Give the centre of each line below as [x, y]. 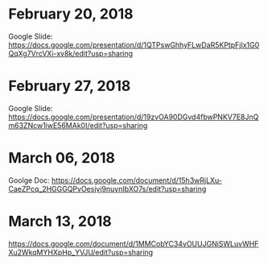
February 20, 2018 [71, 14]
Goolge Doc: [29, 180]
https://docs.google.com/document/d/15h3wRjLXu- [137, 180]
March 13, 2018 [60, 222]
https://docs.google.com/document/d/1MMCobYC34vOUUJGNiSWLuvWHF [134, 243]
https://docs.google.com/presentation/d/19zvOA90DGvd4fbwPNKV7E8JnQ [134, 117]
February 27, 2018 [70, 86]
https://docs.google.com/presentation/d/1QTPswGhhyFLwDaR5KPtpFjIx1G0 [134, 44]
